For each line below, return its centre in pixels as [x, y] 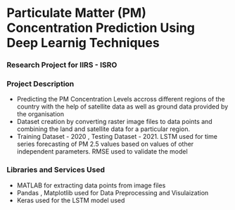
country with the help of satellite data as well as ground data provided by [122, 106]
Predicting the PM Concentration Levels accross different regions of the [121, 99]
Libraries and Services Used [56, 170]
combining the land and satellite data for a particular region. [103, 129]
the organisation [40, 114]
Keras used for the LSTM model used [71, 200]
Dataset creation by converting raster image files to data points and [114, 122]
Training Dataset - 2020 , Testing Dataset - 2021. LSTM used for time [117, 137]
